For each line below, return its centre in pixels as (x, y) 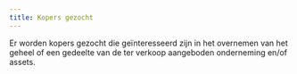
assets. (22, 62)
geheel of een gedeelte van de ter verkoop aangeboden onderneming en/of (148, 52)
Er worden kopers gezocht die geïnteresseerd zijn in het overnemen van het (148, 43)
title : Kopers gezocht (51, 17)
